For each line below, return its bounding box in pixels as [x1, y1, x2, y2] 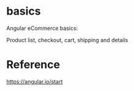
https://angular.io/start [6, 78, 63, 85]
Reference [6, 58, 60, 71]
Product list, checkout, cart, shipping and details [6, 36, 128, 43]
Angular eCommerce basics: [6, 24, 78, 32]
